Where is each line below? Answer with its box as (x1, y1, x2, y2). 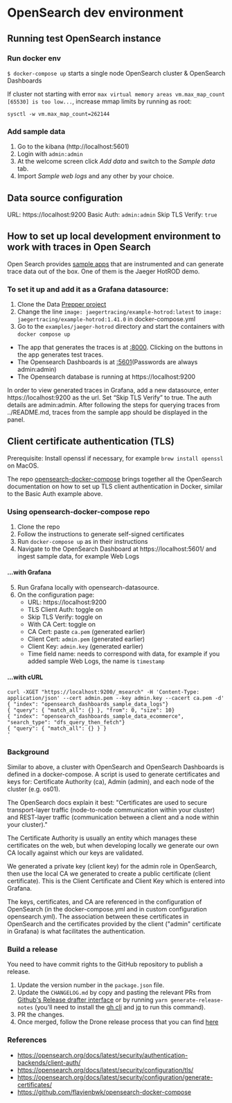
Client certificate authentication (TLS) (7, 436, 175, 447)
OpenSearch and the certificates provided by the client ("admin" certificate (7, 919, 222, 927)
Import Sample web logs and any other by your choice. (17, 172, 175, 180)
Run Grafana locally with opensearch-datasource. (17, 583, 159, 592)
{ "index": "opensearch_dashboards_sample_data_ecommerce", (7, 712, 185, 719)
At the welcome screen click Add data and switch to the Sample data (17, 157, 215, 166)
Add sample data (7, 126, 66, 136)
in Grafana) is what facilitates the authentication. (7, 927, 145, 935)
